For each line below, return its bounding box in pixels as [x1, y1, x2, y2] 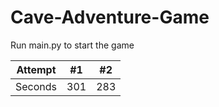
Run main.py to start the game [10, 39, 135, 51]
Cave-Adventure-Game [10, 6, 210, 29]
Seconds [15, 79, 58, 93]
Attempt [16, 62, 57, 76]
